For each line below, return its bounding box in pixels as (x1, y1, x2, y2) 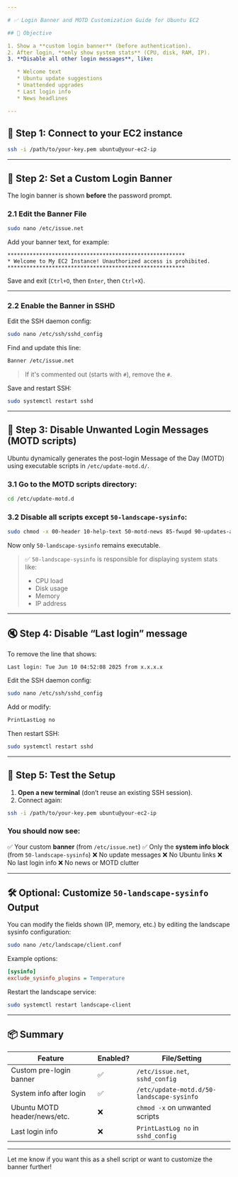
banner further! (7, 1162, 52, 1171)
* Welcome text (16, 68, 62, 75)
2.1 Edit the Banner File (7, 209, 87, 219)
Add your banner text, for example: (7, 238, 110, 246)
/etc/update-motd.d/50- (136, 1085, 217, 1094)
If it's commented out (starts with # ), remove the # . (24, 370, 172, 379)
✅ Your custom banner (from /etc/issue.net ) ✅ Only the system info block (7, 842, 229, 851)
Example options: (7, 955, 58, 963)
